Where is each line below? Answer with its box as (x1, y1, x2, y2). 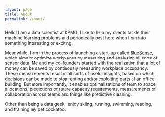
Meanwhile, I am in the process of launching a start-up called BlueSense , (5, 50, 154, 56)
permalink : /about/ (5, 16, 45, 21)
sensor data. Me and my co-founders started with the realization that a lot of (5, 60, 161, 66)
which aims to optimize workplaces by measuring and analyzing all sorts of (5, 55, 158, 61)
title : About (5, 12, 32, 17)
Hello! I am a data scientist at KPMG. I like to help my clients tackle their (5, 30, 150, 36)
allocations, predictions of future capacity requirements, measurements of (5, 87, 156, 92)
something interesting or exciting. (5, 40, 73, 46)
